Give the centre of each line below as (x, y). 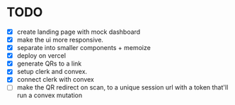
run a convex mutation (50, 95)
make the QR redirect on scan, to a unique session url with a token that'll (122, 87)
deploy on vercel (41, 56)
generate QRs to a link (49, 63)
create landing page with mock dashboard (79, 32)
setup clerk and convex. (52, 72)
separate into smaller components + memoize (84, 48)
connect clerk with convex (56, 80)
